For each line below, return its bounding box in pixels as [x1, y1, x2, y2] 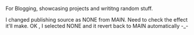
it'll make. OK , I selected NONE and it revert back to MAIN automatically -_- [5, 23, 189, 29]
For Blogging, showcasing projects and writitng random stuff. [5, 5, 153, 12]
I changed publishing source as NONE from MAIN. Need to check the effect [5, 16, 188, 23]
